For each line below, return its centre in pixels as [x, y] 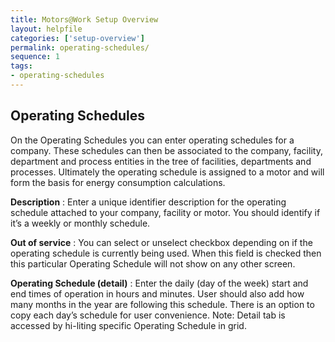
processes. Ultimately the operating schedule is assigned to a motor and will [167, 172]
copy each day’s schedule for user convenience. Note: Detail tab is [148, 315]
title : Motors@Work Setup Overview [84, 19]
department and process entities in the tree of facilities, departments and [161, 161]
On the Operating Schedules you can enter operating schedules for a [152, 140]
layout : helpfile [46, 29]
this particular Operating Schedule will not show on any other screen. [153, 263]
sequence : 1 [35, 57]
